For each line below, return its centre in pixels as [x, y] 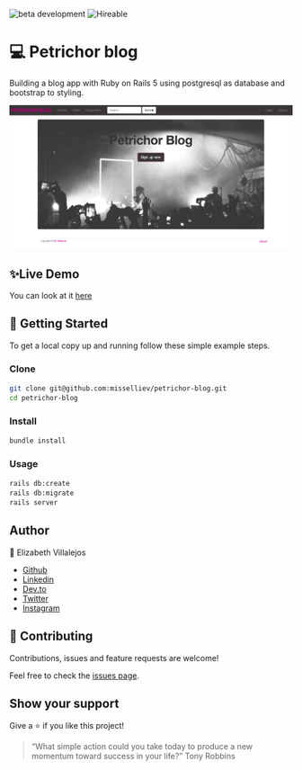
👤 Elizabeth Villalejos [48, 552]
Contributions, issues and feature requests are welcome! [114, 658]
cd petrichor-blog [44, 398]
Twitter [36, 598]
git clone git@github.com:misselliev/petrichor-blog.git [118, 389]
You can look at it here [51, 295]
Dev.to [34, 588]
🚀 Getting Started [59, 324]
